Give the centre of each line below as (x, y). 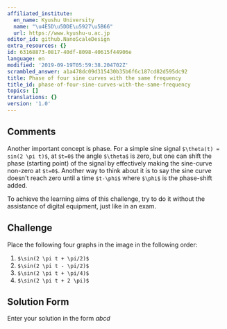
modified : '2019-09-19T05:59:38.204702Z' (68, 65)
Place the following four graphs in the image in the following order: (102, 244)
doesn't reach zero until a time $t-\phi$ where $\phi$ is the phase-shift (110, 178)
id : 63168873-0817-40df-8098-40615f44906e (69, 53)
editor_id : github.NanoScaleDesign (59, 39)
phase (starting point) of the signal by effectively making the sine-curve (110, 163)
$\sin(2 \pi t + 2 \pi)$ (53, 281)
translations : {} (32, 98)
